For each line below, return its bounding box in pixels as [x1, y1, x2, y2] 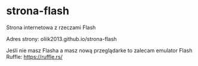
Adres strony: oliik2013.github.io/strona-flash [6, 35, 117, 42]
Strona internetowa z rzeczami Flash [6, 24, 96, 31]
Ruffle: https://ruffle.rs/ [6, 53, 63, 60]
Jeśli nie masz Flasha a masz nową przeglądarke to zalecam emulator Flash [6, 46, 193, 54]
